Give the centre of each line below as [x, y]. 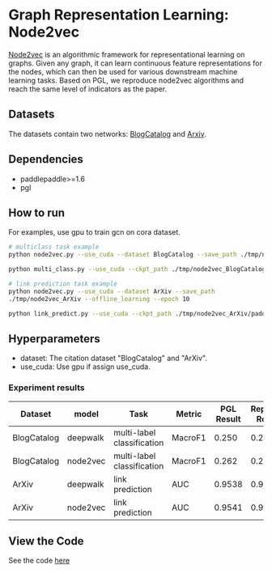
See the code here [39, 561]
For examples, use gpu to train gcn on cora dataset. [94, 232]
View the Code [46, 541]
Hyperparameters [55, 339]
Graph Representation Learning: [119, 15]
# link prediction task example [63, 284]
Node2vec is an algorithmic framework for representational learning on [127, 54]
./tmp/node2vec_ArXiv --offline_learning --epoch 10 [99, 299]
